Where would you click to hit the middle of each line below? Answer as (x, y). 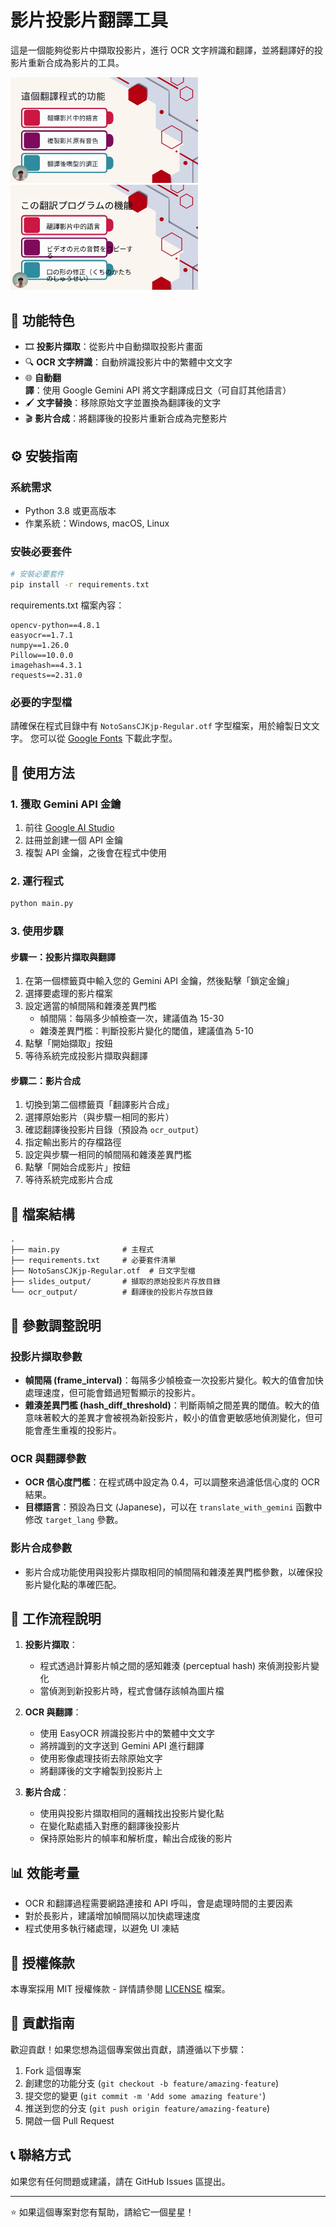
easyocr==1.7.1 (42, 635)
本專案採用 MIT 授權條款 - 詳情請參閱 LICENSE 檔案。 (120, 1989)
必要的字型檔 (41, 702)
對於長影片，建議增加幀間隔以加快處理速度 (112, 1916)
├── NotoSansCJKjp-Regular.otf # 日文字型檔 (103, 1271)
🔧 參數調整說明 (56, 1325)
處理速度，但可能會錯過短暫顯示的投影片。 (112, 1392)
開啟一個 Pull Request (69, 2120)
